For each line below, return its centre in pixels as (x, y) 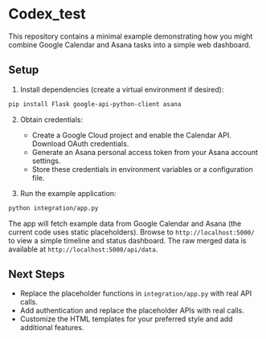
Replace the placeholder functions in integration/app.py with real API (136, 293)
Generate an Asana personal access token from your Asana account (145, 152)
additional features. (52, 328)
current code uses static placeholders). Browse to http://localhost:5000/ (131, 232)
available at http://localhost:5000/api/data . (83, 249)
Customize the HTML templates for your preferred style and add (126, 319)
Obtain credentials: (51, 119)
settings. (46, 161)
